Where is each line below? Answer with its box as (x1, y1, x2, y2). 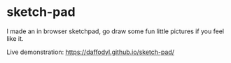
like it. (6, 34, 24, 42)
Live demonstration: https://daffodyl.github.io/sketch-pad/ (6, 48, 174, 56)
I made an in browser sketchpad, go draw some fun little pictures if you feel (6, 27, 225, 35)
